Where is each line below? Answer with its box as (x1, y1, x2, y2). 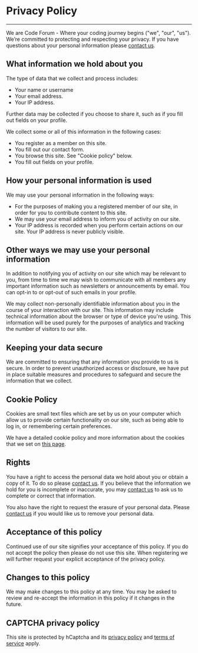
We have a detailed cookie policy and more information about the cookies (6, 434, 184, 441)
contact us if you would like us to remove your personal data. (6, 510, 154, 517)
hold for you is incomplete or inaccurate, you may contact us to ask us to (6, 485, 183, 493)
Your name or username (14, 86, 74, 93)
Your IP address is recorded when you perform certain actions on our (14, 221, 183, 229)
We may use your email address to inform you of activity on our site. (14, 215, 181, 223)
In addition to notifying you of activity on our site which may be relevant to (6, 270, 187, 277)
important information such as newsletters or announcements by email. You (6, 282, 190, 289)
